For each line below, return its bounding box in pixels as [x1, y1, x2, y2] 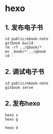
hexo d [5, 125, 18, 130]
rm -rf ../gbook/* [5, 45, 42, 50]
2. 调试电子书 [5, 68, 44, 76]
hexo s [5, 112, 18, 118]
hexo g [5, 117, 18, 121]
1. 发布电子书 [5, 23, 43, 31]
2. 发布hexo [5, 100, 40, 108]
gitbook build [5, 41, 34, 45]
